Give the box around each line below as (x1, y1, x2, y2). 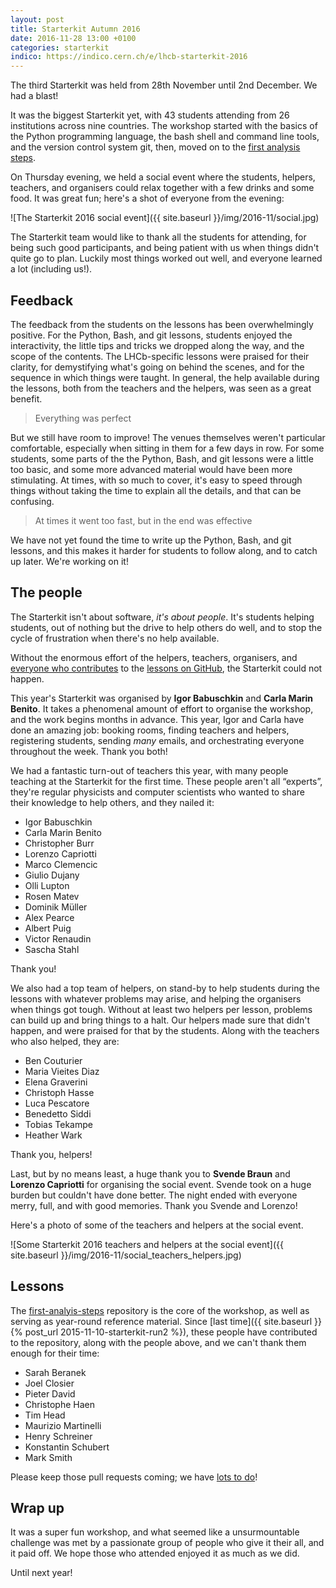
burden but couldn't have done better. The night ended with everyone (10, 1189, 298, 1201)
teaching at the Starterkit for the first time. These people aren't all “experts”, (10, 775, 323, 787)
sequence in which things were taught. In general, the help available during (10, 371, 320, 383)
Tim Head (24, 1409, 66, 1421)
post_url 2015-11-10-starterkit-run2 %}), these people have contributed (24, 1326, 318, 1338)
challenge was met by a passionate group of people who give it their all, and (10, 1537, 325, 1549)
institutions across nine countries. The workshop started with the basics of (10, 120, 318, 132)
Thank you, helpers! (10, 1148, 93, 1160)
